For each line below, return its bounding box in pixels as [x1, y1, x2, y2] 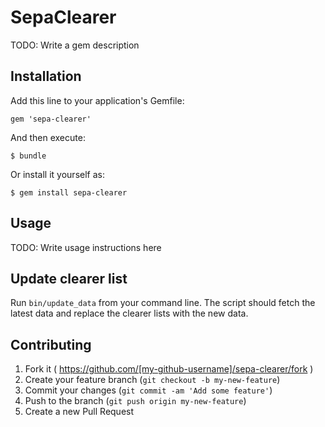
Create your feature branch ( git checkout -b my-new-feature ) [24, 374, 281, 386]
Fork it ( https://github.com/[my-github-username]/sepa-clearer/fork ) [24, 363, 314, 375]
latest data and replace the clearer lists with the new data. [10, 307, 249, 320]
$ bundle [10, 151, 47, 161]
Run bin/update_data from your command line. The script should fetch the [10, 297, 316, 309]
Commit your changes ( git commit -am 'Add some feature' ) [24, 384, 273, 396]
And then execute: [10, 131, 86, 143]
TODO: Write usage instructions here [10, 241, 162, 253]
